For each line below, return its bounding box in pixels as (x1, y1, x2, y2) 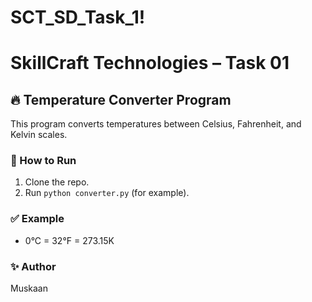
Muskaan (10, 282, 48, 295)
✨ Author (10, 259, 57, 273)
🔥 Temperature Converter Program (10, 91, 232, 108)
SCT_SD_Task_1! (10, 6, 146, 29)
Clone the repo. (24, 176, 90, 188)
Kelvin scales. (10, 129, 68, 141)
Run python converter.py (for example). (24, 187, 190, 199)
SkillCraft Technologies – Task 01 (10, 52, 290, 75)
